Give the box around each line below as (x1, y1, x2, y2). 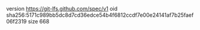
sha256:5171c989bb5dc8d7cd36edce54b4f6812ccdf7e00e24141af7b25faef (6, 11, 194, 19)
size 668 (28, 18, 50, 25)
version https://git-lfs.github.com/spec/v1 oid (6, 5, 118, 12)
